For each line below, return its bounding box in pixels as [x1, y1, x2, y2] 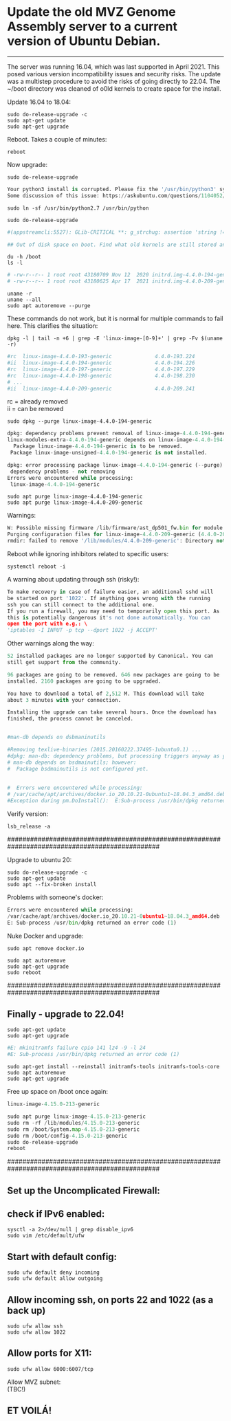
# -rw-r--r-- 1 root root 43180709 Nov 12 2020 [7, 272, 149, 278]
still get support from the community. [7, 659, 122, 666]
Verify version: [7, 809, 49, 818]
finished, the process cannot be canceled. [7, 716, 134, 723]
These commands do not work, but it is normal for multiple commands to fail [7, 314, 223, 323]
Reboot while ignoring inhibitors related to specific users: [7, 550, 169, 558]
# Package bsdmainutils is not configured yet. [7, 765, 149, 772]
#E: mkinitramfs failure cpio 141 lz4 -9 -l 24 [7, 1044, 146, 1052]
